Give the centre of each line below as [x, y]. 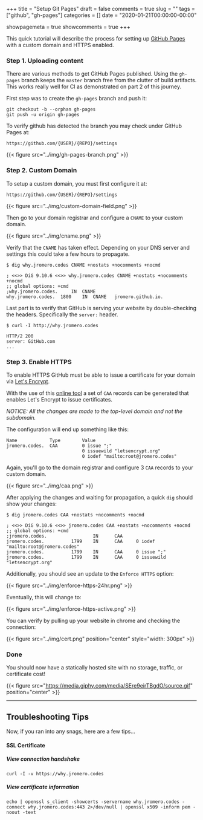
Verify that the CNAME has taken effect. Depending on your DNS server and [98, 247]
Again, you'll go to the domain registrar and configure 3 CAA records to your [100, 467]
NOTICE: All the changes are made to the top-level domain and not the [95, 411]
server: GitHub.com [31, 341]
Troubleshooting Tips [48, 717]
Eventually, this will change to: [44, 597]
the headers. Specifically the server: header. [62, 314]
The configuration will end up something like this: [67, 429]
